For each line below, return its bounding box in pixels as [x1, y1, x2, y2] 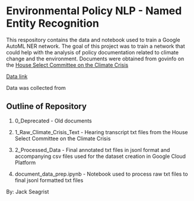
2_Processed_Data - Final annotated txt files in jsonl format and [14, 146, 170, 153]
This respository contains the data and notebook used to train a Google [6, 36, 180, 43]
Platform [14, 158, 36, 166]
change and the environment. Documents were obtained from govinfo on [6, 55, 185, 62]
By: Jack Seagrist [6, 188, 49, 195]
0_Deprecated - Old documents [14, 117, 92, 124]
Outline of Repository [6, 102, 87, 112]
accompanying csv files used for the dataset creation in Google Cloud [14, 153, 186, 160]
